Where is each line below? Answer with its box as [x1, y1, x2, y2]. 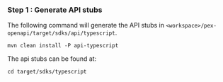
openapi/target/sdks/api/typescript [7, 30, 115, 37]
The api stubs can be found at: [7, 54, 97, 63]
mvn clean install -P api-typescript [7, 42, 119, 49]
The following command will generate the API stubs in [7, 21, 165, 30]
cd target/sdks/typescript [7, 69, 87, 76]
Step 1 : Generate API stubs [7, 5, 103, 15]
